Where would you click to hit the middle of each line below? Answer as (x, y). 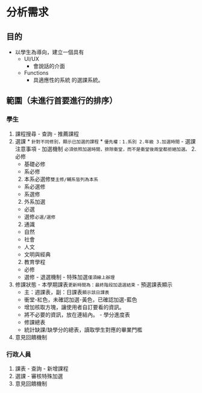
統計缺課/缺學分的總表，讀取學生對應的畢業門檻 (83, 330)
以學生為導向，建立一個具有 (49, 52)
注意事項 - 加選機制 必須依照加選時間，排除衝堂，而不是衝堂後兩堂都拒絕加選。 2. (106, 149)
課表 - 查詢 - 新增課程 (42, 368)
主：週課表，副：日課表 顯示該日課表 (67, 292)
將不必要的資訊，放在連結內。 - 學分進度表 (77, 315)
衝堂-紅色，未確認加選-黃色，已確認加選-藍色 (80, 300)
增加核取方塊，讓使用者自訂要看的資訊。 (74, 307)
